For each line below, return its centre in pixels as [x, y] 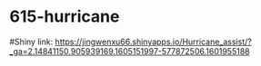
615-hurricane [65, 17]
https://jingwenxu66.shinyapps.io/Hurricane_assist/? [153, 42]
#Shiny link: [31, 42]
